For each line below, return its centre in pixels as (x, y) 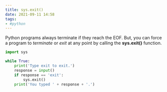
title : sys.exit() (24, 10)
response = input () (34, 70)
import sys (16, 52)
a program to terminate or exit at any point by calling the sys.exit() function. (83, 43)
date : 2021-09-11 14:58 (30, 14)
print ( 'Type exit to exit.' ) (44, 66)
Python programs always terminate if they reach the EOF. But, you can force (83, 38)
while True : (17, 61)
